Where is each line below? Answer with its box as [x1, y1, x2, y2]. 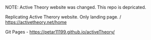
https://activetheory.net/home [5, 19, 67, 25]
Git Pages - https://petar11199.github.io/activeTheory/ [5, 29, 115, 34]
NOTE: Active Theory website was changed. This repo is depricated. [5, 4, 146, 10]
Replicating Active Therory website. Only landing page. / [5, 14, 121, 19]
